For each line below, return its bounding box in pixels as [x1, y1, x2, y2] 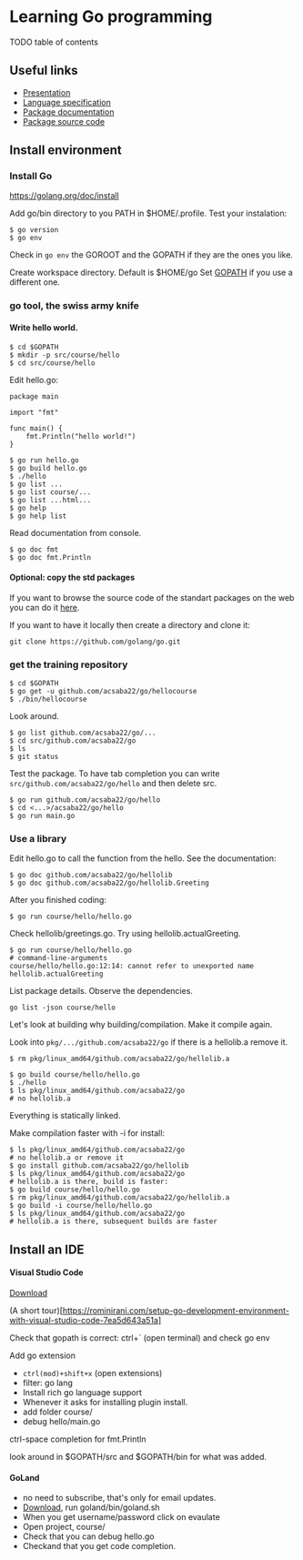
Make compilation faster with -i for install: [9, 1128, 166, 1139]
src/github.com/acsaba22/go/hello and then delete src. [9, 778, 217, 789]
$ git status [9, 753, 59, 762]
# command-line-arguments [9, 954, 107, 963]
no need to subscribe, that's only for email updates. [22, 1493, 217, 1504]
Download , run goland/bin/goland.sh [22, 1502, 161, 1513]
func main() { [9, 423, 64, 433]
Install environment [9, 143, 123, 158]
